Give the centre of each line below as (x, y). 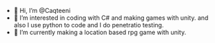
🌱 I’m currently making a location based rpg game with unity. (100, 32)
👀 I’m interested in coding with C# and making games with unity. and (111, 18)
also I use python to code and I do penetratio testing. (89, 25)
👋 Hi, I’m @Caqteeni (42, 11)
